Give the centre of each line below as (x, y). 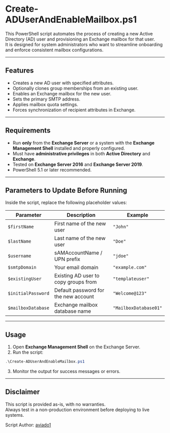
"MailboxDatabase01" (138, 308)
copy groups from (75, 282)
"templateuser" (131, 279)
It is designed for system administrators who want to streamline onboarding (84, 44)
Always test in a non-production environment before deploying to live (77, 410)
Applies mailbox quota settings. (45, 104)
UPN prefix (67, 259)
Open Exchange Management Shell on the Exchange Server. (76, 347)
